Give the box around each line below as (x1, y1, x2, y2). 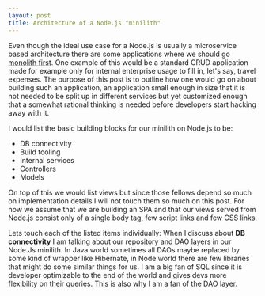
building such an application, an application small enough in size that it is (8, 82, 246, 92)
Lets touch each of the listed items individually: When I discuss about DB (8, 228, 245, 237)
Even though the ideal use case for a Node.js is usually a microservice (8, 40, 237, 50)
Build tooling (19, 147, 61, 157)
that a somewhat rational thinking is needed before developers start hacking (8, 100, 257, 109)
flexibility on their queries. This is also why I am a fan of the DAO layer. (8, 279, 238, 288)
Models (19, 172, 45, 182)
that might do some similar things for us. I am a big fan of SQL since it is (8, 262, 243, 271)
